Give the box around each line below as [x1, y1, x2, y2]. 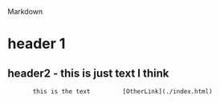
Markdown [7, 7, 43, 16]
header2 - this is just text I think [7, 66, 169, 80]
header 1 [7, 35, 66, 53]
